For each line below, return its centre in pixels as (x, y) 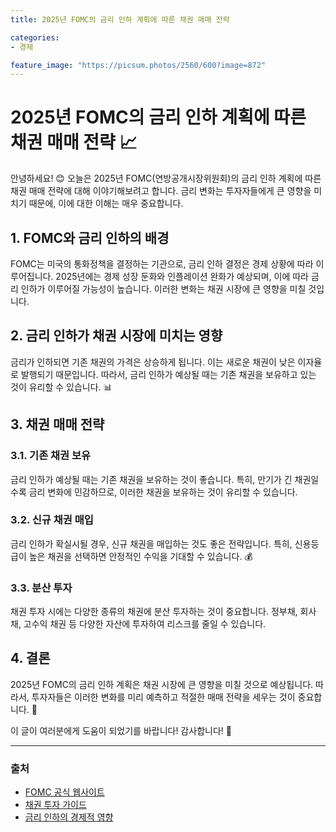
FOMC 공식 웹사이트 (64, 792)
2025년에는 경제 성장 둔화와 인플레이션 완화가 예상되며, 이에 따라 (182, 276)
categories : (35, 37)
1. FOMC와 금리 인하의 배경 (90, 237)
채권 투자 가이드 (55, 805)
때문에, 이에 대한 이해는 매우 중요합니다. (106, 203)
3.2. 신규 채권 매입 (52, 520)
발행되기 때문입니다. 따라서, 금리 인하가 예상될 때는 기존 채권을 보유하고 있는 (168, 374)
